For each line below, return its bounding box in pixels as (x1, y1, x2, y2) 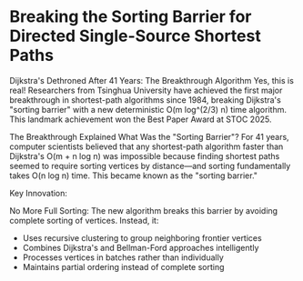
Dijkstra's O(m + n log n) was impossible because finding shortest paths (9, 150, 280, 161)
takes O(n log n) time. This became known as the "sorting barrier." (9, 170, 258, 181)
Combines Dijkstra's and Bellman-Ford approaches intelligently (22, 242, 259, 253)
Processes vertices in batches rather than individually (22, 252, 225, 263)
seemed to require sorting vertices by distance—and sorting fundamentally (9, 160, 291, 171)
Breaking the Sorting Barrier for (9, 6, 252, 27)
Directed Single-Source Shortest (9, 25, 261, 46)
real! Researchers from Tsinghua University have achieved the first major (9, 85, 283, 95)
